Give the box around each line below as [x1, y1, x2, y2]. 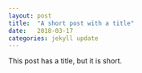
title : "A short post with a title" [8, 19, 135, 27]
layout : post [8, 11, 52, 20]
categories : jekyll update [8, 34, 99, 43]
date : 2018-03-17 [8, 26, 74, 34]
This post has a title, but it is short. [8, 56, 123, 66]
